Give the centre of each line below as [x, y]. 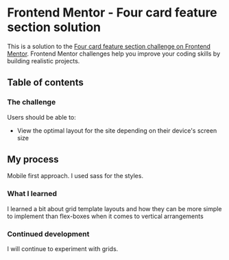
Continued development [48, 234]
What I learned [32, 194]
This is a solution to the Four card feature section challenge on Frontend [109, 46]
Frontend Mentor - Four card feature [112, 13]
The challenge [32, 102]
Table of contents [45, 83]
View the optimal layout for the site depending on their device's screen [117, 130]
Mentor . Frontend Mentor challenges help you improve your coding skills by [114, 54]
